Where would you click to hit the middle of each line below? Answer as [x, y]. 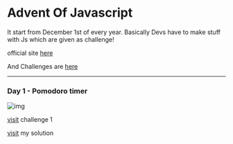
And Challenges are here [43, 66]
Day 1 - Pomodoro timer [48, 90]
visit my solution [31, 133]
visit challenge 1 [30, 120]
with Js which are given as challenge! [61, 39]
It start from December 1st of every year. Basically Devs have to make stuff [114, 32]
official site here [30, 53]
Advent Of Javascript [70, 13]
